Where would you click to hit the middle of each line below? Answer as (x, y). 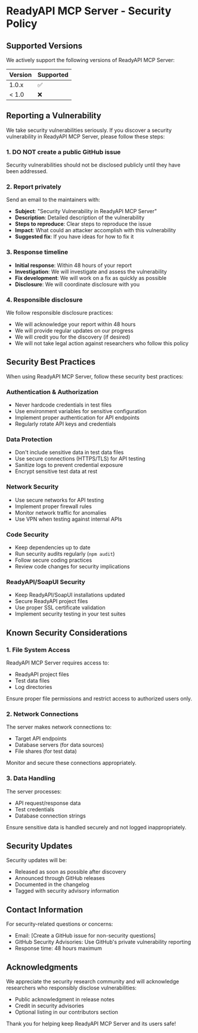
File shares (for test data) (46, 751)
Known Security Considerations (67, 633)
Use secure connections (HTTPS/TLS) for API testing (80, 459)
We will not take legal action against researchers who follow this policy (102, 343)
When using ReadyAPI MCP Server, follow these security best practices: (95, 376)
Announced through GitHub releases (60, 878)
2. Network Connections (42, 714)
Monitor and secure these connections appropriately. (71, 763)
